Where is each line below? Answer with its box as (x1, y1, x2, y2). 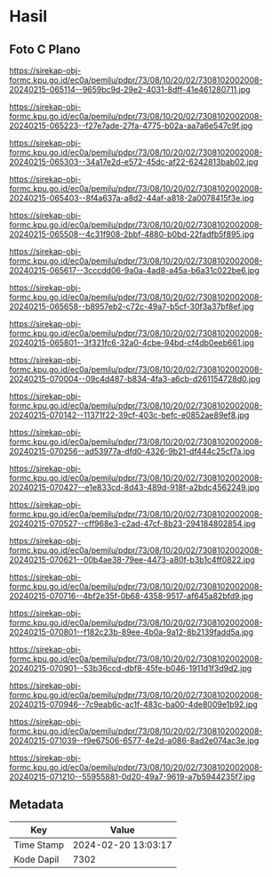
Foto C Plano (9, 42, 81, 57)
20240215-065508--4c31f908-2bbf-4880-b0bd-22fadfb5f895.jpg (9, 229, 255, 240)
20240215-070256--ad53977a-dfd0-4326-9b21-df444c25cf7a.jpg (9, 446, 255, 456)
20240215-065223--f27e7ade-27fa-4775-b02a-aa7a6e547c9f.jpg (9, 120, 253, 131)
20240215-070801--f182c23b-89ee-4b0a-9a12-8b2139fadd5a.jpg (9, 627, 254, 637)
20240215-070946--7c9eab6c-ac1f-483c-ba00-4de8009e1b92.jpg (9, 699, 258, 710)
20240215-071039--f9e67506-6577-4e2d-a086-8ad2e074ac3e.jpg (9, 735, 260, 745)
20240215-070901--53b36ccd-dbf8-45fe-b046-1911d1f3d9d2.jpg (9, 663, 252, 673)
